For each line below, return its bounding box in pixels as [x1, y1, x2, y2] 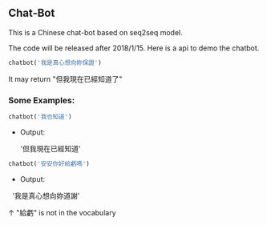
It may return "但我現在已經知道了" [8, 74, 123, 83]
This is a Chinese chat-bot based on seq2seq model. [8, 27, 183, 37]
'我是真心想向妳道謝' [11, 191, 80, 200]
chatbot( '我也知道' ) [8, 112, 72, 121]
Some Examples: [8, 94, 75, 106]
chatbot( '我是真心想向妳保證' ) [8, 58, 102, 66]
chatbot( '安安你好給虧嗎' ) [8, 159, 91, 167]
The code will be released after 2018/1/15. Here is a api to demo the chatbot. [8, 43, 260, 53]
